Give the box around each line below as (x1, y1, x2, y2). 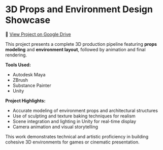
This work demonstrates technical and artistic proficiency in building (5, 133, 149, 139)
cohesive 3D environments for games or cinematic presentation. (5, 139, 140, 145)
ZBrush (12, 77, 28, 83)
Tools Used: (5, 62, 31, 68)
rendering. (5, 52, 27, 58)
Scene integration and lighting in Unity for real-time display (12, 118, 136, 124)
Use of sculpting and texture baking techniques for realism (12, 113, 136, 119)
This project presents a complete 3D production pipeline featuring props (5, 41, 157, 47)
